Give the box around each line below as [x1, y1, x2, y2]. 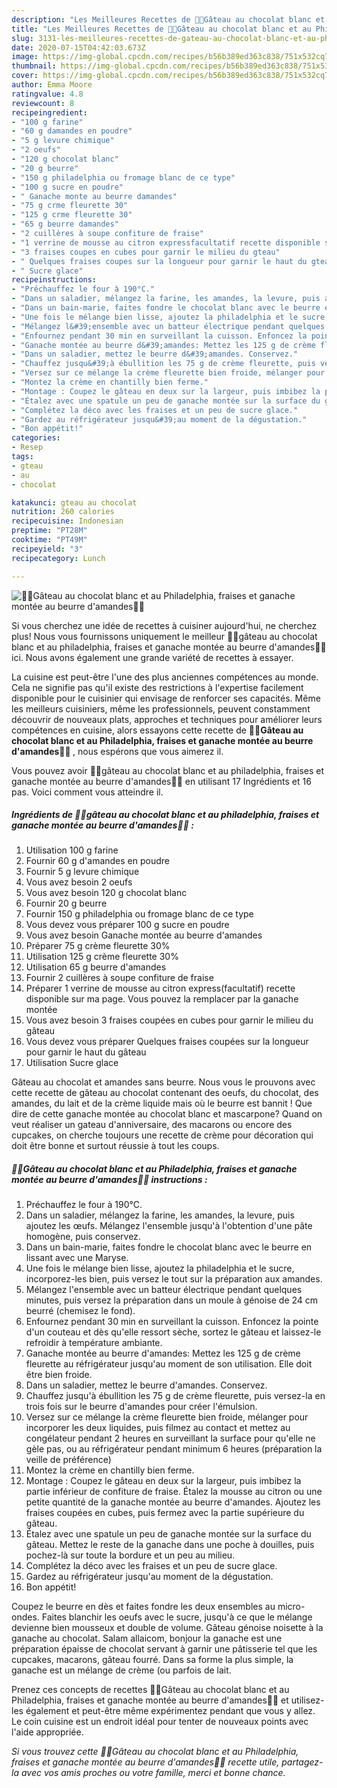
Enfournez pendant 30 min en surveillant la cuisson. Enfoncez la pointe [25, 1316, 319, 1328]
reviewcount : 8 [11, 98, 75, 108]
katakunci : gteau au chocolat [11, 497, 138, 508]
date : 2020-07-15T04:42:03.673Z [11, 42, 146, 53]
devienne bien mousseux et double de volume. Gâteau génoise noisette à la [11, 1622, 324, 1634]
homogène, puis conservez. [25, 1231, 141, 1243]
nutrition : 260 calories [11, 507, 115, 517]
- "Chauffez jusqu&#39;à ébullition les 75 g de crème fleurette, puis [11, 359, 316, 369]
